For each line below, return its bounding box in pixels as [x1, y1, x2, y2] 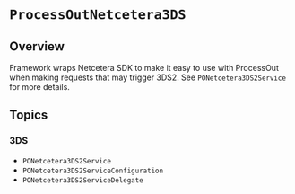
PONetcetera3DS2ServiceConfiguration [22, 166, 164, 175]
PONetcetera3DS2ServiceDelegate [22, 175, 143, 185]
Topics [9, 108, 48, 123]
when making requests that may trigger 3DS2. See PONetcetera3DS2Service [9, 72, 287, 83]
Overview [9, 39, 65, 54]
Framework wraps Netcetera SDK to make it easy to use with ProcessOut [9, 63, 280, 73]
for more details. [9, 82, 70, 92]
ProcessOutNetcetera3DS [9, 6, 187, 23]
